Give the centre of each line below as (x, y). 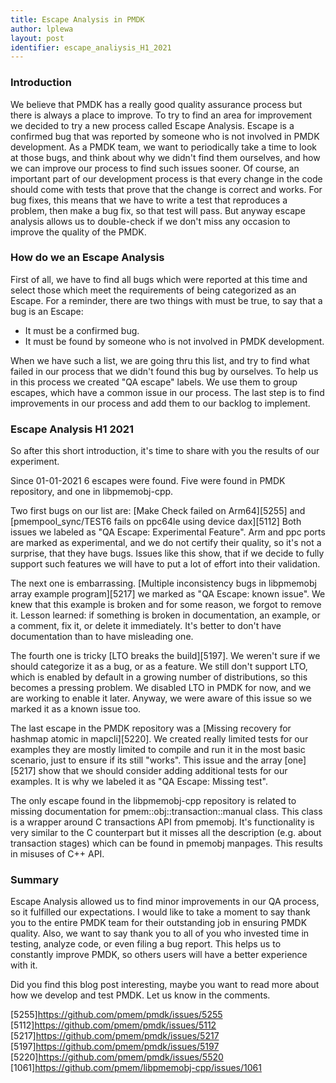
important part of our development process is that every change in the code (166, 178)
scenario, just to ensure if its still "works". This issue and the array (146, 760)
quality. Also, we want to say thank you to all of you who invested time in (160, 933)
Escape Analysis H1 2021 (72, 429)
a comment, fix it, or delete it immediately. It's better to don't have (146, 626)
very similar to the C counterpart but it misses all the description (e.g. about (166, 833)
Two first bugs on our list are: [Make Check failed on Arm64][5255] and (158, 511)
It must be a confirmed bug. (82, 330)
